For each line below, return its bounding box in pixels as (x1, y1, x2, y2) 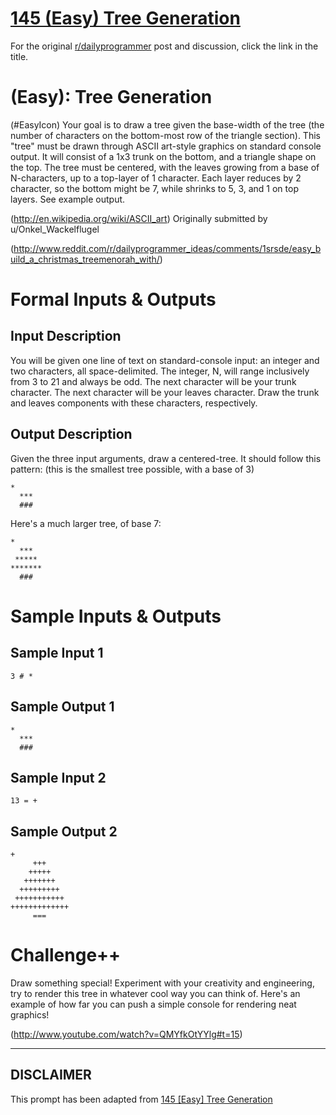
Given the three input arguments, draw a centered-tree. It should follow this (10, 452, 322, 464)
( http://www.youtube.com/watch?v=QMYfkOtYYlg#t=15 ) (10, 1028, 243, 1041)
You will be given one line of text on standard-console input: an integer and (10, 354, 320, 366)
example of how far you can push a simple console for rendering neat (10, 998, 297, 1011)
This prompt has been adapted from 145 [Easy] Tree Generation (10, 1093, 273, 1105)
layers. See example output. (10, 193, 126, 205)
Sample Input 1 (10, 645, 104, 662)
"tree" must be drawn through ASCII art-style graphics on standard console (10, 140, 322, 152)
